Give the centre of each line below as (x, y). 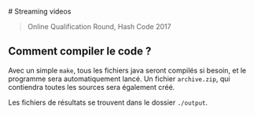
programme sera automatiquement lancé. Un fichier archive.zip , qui (119, 79)
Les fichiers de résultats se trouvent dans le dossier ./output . (108, 102)
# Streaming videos (40, 11)
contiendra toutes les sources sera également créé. (92, 87)
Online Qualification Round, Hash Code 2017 (99, 26)
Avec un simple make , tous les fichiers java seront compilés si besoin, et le (127, 70)
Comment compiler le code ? (80, 52)
